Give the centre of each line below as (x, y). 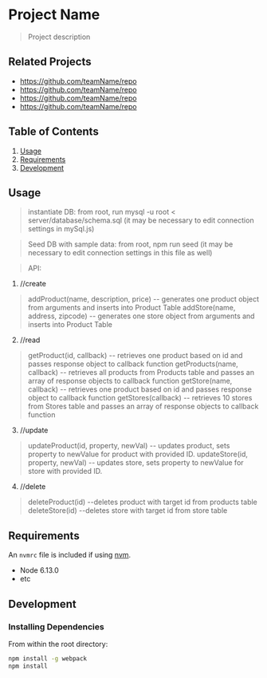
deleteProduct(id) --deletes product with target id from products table (142, 502)
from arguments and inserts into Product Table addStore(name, (132, 308)
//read (30, 340)
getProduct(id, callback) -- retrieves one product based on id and (135, 356)
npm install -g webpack (48, 658)
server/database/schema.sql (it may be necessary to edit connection (141, 220)
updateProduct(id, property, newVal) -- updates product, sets (129, 446)
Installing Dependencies (57, 626)
